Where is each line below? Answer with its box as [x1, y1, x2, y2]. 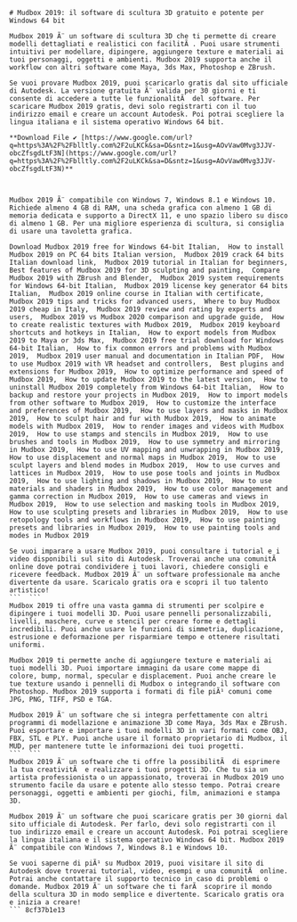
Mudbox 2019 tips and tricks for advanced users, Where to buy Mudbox [9, 297, 280, 306]
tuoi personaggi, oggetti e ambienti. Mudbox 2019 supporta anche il [9, 55, 273, 64]
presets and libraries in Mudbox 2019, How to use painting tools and [9, 523, 280, 532]
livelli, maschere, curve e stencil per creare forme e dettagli [9, 617, 256, 626]
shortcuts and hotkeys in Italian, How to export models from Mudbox [9, 328, 277, 337]
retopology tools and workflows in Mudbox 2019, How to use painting [9, 515, 277, 524]
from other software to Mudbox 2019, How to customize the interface [9, 399, 277, 407]
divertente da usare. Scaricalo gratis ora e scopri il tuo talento [9, 578, 269, 587]
